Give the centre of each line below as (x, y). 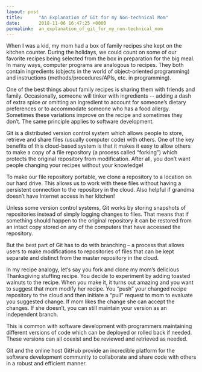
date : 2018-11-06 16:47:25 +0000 (56, 23)
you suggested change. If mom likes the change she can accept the (90, 301)
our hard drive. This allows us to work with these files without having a (94, 183)
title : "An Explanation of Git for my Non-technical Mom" (87, 17)
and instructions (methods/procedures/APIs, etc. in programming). (89, 78)
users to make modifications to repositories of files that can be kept (90, 251)
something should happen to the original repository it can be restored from (99, 221)
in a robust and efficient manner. (47, 364)
